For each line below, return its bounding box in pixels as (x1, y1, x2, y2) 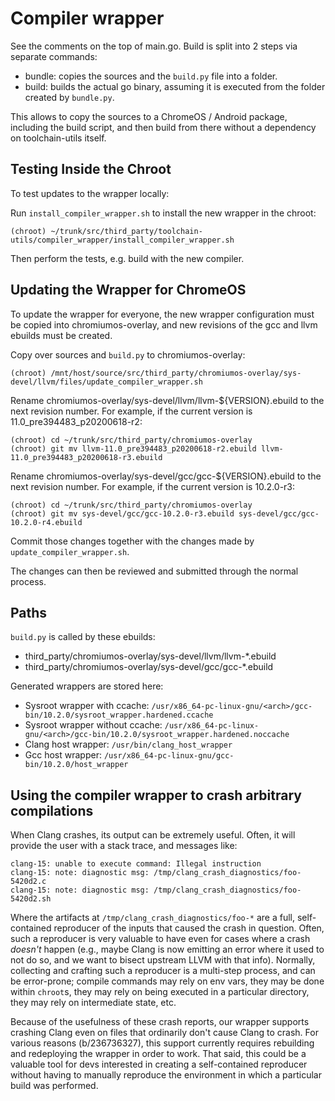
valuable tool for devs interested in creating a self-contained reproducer (10, 1058, 308, 1071)
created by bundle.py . (24, 91, 115, 103)
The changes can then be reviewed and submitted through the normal (10, 565, 299, 577)
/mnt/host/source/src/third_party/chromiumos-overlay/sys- (50, 368, 302, 378)
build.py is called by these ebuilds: (10, 631, 156, 643)
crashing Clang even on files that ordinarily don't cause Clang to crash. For (10, 1027, 319, 1039)
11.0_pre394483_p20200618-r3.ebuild (10, 452, 163, 462)
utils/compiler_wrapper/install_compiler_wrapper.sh (10, 235, 235, 245)
